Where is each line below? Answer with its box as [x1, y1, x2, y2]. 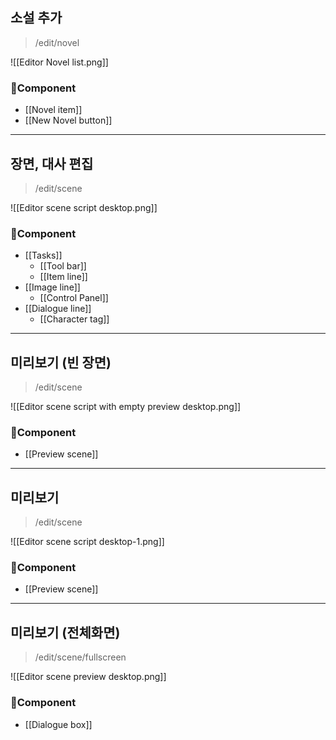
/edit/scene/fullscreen [34, 651, 127, 663]
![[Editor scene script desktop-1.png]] [10, 536, 165, 548]
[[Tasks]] [24, 249, 63, 262]
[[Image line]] [24, 281, 81, 293]
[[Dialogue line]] [24, 303, 92, 315]
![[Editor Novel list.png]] [10, 56, 109, 68]
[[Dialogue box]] [24, 718, 93, 730]
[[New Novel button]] [24, 114, 113, 127]
